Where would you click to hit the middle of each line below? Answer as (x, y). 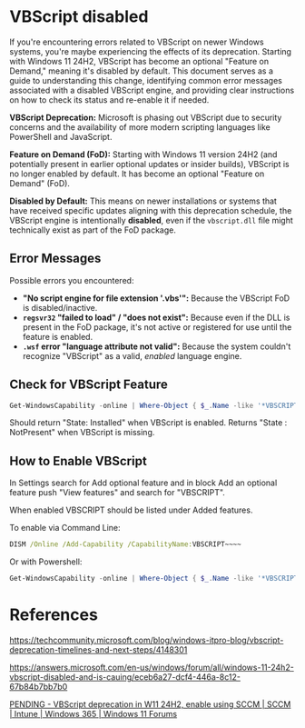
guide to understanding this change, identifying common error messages (146, 80)
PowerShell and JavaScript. (61, 136)
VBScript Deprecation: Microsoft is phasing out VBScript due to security (146, 117)
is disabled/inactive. (60, 307)
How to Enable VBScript (78, 461)
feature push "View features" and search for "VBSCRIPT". (117, 493)
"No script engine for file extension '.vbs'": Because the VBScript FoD (156, 298)
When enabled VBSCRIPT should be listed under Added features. (131, 510)
